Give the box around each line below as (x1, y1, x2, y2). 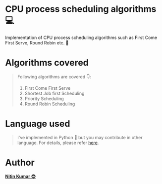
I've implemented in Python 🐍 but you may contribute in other (17, 134, 143, 140)
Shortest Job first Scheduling (24, 90, 85, 96)
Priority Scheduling (24, 95, 64, 102)
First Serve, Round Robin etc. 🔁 (5, 39, 69, 45)
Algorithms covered (5, 57, 89, 69)
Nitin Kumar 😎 (5, 173, 36, 179)
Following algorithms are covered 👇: (17, 74, 92, 79)
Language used (5, 118, 70, 129)
